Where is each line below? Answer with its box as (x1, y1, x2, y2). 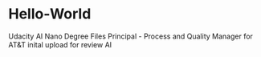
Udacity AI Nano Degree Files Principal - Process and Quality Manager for (8, 31, 253, 41)
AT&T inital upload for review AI (8, 39, 112, 49)
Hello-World (8, 5, 92, 23)
